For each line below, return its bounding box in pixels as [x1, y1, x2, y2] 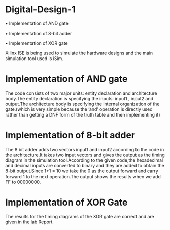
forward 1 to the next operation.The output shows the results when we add [5, 173, 161, 179]
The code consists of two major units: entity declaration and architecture [5, 90, 157, 96]
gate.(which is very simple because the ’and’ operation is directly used [5, 106, 153, 112]
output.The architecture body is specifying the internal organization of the [5, 101, 160, 107]
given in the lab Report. [5, 219, 54, 225]
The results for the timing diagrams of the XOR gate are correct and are [5, 213, 155, 219]
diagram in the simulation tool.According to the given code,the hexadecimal [5, 157, 163, 163]
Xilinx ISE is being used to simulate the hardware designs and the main [5, 50, 153, 56]
